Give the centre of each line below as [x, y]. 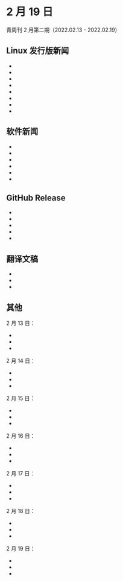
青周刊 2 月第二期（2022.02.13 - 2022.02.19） [63, 30]
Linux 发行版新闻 [38, 51]
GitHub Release [36, 198]
